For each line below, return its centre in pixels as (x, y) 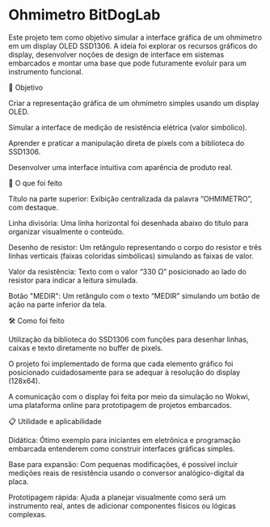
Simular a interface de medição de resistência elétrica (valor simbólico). (128, 127)
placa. (19, 481)
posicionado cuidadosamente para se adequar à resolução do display (124, 372)
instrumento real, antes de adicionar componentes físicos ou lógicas (122, 506)
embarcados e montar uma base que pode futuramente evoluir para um (128, 63)
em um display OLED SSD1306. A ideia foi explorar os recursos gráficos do (133, 45)
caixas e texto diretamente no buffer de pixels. (86, 348)
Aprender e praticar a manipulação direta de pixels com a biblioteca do (127, 142)
